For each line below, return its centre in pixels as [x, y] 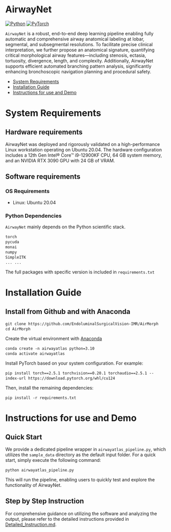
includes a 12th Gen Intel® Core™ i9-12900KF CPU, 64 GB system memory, [84, 155]
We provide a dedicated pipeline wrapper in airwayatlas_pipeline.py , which [86, 449]
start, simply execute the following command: [53, 460]
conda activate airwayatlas [35, 354]
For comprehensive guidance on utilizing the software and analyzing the [81, 514]
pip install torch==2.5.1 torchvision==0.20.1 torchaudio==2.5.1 [76, 373]
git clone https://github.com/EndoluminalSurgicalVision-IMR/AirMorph [82, 324]
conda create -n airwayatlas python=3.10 [50, 348]
